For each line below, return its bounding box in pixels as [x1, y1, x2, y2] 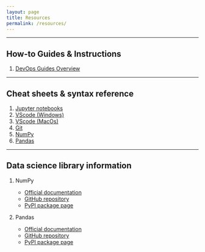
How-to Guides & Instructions [6, 48, 121, 59]
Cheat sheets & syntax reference [6, 88, 134, 98]
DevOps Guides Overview [15, 65, 81, 72]
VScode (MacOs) [15, 117, 59, 125]
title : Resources [6, 15, 51, 21]
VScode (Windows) [15, 111, 64, 118]
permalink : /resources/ [6, 20, 67, 26]
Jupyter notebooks [15, 105, 63, 112]
